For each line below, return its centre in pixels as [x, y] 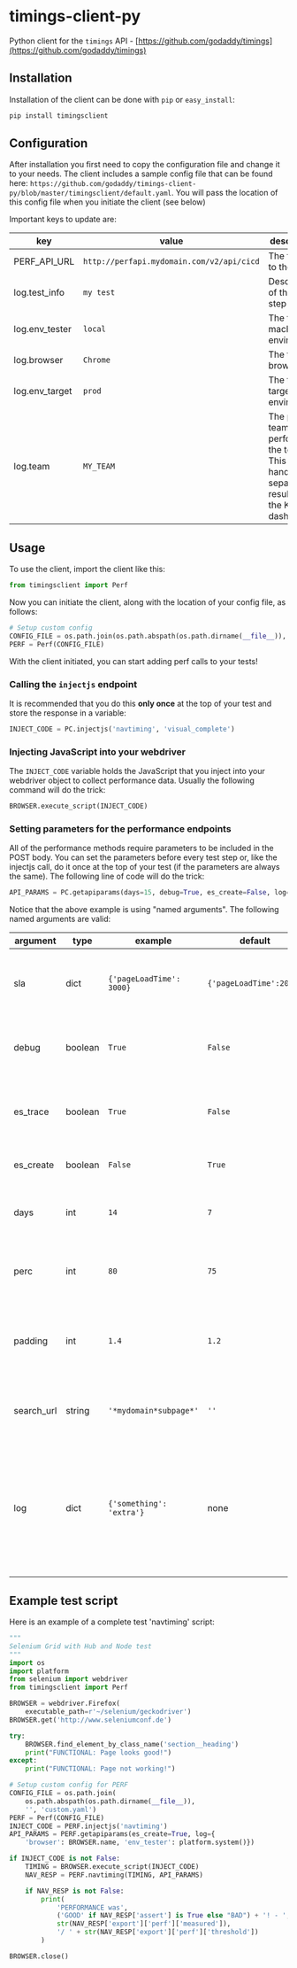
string [78, 1411]
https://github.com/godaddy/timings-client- [113, 184]
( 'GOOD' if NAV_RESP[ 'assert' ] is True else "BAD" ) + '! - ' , [173, 1916]
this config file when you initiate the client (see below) [107, 202]
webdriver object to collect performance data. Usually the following [132, 780]
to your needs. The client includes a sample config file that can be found [141, 174]
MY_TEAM [99, 466]
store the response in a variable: [68, 713]
